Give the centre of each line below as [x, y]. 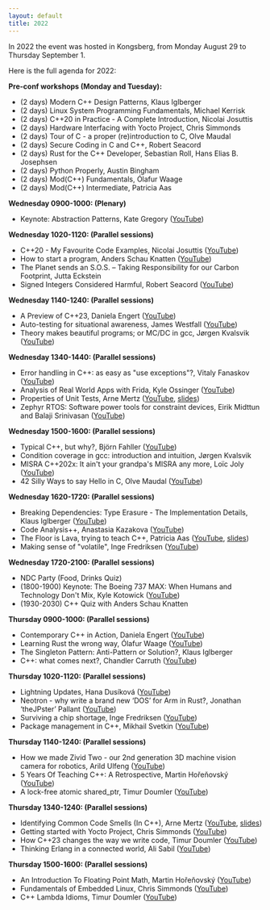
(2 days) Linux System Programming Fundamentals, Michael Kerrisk [133, 111]
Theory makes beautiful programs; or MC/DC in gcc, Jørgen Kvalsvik [135, 332]
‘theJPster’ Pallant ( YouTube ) [68, 709]
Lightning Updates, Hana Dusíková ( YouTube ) [96, 691]
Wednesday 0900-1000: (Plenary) [67, 203]
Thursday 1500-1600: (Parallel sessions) [78, 864]
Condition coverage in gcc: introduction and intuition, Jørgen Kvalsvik [135, 455]
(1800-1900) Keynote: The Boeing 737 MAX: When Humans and [126, 586]
